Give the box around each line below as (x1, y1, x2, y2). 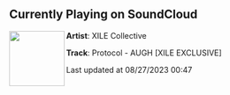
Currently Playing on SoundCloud (9, 7, 198, 22)
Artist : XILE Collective (65, 30, 148, 40)
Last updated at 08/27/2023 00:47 (65, 64, 193, 75)
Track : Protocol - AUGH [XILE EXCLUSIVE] (65, 47, 223, 58)
